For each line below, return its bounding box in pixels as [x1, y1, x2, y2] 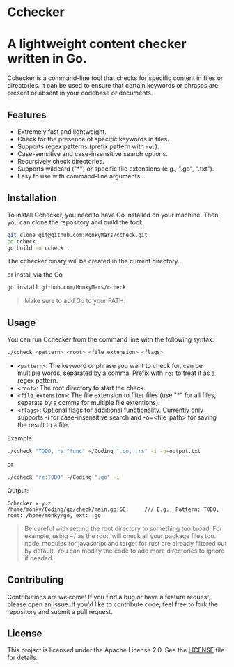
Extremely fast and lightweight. [17, 127, 107, 136]
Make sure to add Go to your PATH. [24, 297, 126, 305]
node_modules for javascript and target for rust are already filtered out [24, 539, 227, 547]
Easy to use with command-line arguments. [17, 171, 142, 180]
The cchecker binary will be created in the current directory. [7, 257, 180, 266]
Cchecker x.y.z [7, 500, 52, 507]
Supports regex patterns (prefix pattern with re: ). [17, 142, 159, 151]
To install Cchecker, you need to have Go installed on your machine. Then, [7, 210, 221, 219]
